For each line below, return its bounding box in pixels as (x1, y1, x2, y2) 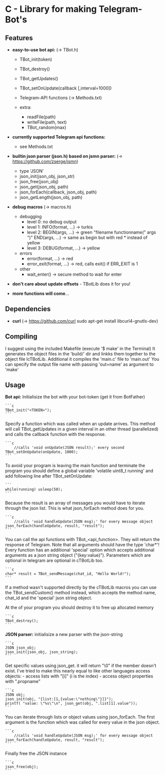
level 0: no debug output (27, 219, 77, 225)
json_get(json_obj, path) (19, 184, 68, 190)
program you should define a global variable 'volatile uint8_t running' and (5, 468, 154, 474)
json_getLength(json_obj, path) (19, 194, 83, 200)
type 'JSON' (19, 168, 44, 174)
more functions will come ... (12, 291, 69, 296)
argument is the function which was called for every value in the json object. (5, 719, 160, 726)
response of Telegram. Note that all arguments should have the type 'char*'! (5, 542, 160, 548)
